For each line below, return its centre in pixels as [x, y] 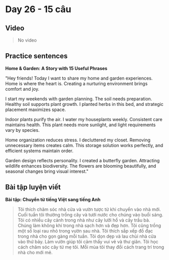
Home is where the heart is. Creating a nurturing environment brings [76, 83]
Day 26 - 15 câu [38, 9]
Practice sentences [36, 56]
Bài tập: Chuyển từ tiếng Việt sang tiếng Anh [53, 199]
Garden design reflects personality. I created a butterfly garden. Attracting [82, 160]
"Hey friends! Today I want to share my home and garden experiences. [79, 78]
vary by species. [23, 130]
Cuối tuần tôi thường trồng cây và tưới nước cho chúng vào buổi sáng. [90, 214]
